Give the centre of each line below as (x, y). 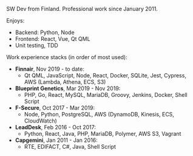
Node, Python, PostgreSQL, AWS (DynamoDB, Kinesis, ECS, (99, 114)
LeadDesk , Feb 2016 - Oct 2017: (55, 127)
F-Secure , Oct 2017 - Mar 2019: (55, 108)
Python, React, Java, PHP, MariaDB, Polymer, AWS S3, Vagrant (103, 134)
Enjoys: (15, 20)
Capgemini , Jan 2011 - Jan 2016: (56, 140)
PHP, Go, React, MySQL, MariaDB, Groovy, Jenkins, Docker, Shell (106, 95)
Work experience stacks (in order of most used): (67, 57)
